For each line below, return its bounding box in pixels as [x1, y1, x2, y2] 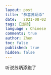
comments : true [5, 31, 37, 36]
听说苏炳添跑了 [5, 64, 36, 70]
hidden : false [5, 50, 35, 55]
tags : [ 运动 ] [5, 21, 31, 27]
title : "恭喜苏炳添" [5, 12, 44, 17]
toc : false [5, 41, 28, 46]
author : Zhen [5, 36, 33, 41]
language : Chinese [5, 26, 46, 31]
